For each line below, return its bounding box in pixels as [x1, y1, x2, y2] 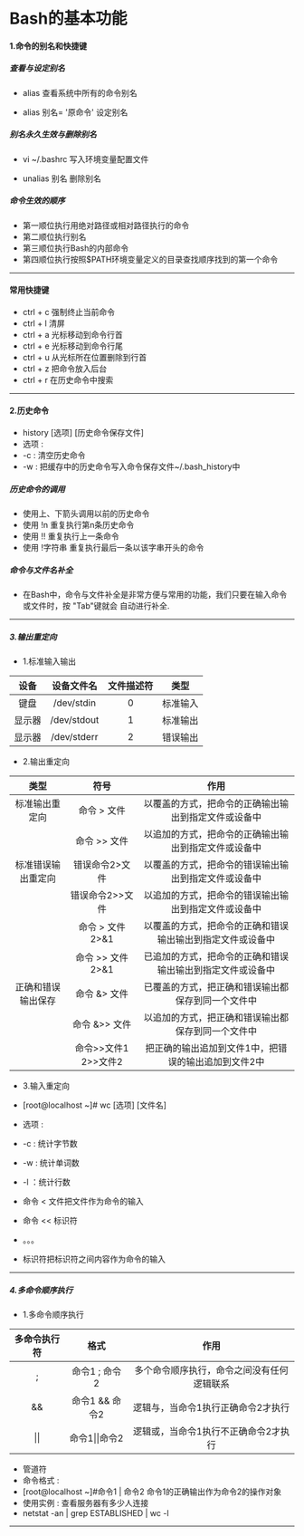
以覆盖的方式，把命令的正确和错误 [143, 920, 290, 932]
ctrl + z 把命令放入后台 [22, 363, 108, 374]
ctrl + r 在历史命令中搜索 [22, 374, 114, 385]
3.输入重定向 [22, 1080, 71, 1091]
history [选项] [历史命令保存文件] [22, 427, 145, 438]
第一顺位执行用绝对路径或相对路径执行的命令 [22, 219, 190, 231]
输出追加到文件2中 [185, 1056, 265, 1068]
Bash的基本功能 [9, 8, 128, 29]
